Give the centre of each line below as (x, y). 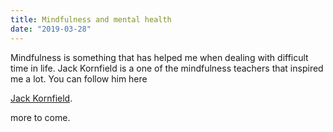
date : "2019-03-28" (51, 29)
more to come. (40, 117)
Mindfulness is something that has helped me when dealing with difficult (159, 57)
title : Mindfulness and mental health (91, 19)
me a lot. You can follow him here (79, 78)
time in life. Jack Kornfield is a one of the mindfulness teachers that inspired (167, 68)
